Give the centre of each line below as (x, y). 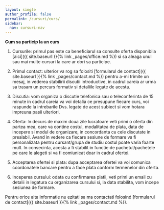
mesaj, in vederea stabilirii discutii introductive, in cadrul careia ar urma (84, 82)
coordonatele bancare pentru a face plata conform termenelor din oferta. (86, 168)
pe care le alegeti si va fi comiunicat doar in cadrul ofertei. (71, 153)
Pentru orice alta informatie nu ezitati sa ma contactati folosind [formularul (80, 197)
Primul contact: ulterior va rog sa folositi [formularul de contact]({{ (79, 71)
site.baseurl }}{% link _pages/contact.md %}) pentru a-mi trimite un (81, 77)
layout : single (21, 10)
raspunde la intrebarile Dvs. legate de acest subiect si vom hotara (78, 107)
